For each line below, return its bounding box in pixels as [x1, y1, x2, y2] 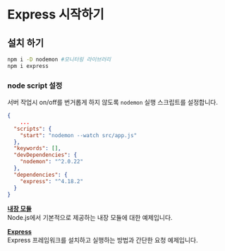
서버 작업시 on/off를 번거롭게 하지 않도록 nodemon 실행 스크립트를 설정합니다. [7, 98, 219, 107]
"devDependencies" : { [13, 151, 78, 159]
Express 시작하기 [7, 6, 104, 23]
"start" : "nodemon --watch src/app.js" [20, 132, 138, 139]
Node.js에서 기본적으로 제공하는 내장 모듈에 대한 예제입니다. [7, 214, 173, 222]
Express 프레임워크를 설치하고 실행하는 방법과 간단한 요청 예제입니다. [7, 236, 198, 245]
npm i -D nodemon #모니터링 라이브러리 [7, 56, 111, 63]
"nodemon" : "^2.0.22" [20, 158, 83, 165]
